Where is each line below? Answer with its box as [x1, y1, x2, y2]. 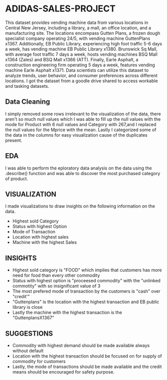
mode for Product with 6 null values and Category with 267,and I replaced [5, 121, 157, 127]
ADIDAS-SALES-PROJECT [5, 3, 116, 14]
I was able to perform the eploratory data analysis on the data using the [5, 165, 152, 171]
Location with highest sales [12, 234, 69, 240]
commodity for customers [12, 359, 66, 364]
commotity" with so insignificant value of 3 [12, 283, 101, 289]
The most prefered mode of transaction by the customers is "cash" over [12, 288, 161, 294]
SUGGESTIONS [5, 329, 53, 338]
